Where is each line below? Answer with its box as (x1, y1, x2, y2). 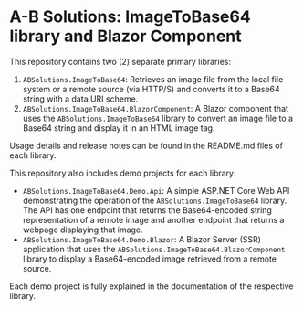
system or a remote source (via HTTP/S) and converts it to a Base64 (22, 83, 280, 94)
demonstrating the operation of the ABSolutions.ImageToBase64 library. (22, 195, 287, 206)
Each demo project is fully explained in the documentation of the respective (9, 281, 294, 292)
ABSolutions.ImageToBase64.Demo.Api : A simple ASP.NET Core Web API (22, 185, 290, 196)
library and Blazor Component (9, 26, 242, 47)
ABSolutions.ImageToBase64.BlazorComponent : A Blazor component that (22, 102, 289, 113)
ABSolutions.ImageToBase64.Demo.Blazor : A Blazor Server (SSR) (22, 233, 262, 244)
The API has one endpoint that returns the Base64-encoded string (22, 204, 272, 216)
